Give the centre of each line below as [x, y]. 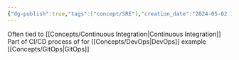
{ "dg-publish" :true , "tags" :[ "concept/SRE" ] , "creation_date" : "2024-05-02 [117, 14]
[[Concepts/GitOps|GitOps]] [48, 49]
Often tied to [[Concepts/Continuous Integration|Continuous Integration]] [115, 34]
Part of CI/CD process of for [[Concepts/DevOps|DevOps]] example [107, 41]
